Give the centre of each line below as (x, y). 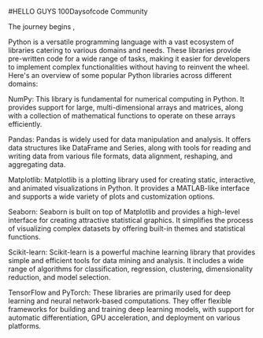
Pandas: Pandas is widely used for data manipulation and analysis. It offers (130, 139)
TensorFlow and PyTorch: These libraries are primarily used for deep (119, 292)
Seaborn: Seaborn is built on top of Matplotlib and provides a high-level (124, 212)
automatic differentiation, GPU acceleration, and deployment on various (124, 318)
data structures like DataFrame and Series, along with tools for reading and (130, 148)
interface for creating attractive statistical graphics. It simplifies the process (131, 220)
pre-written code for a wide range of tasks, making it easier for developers (129, 59)
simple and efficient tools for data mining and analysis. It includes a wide (126, 260)
